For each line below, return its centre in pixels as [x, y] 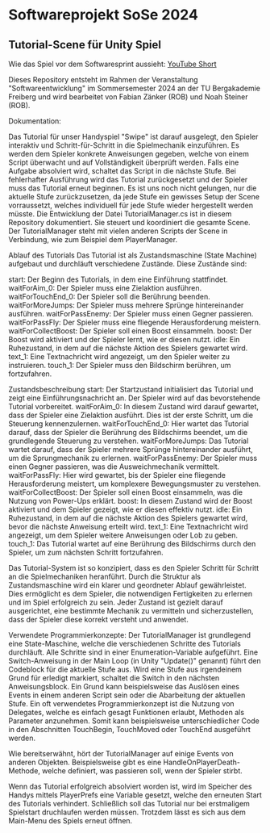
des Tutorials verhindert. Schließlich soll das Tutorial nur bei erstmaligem [129, 804]
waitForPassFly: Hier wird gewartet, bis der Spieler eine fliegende [117, 475]
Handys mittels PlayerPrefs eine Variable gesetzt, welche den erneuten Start [135, 795]
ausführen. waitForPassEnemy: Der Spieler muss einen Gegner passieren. [131, 314]
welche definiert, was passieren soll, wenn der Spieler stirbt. [142, 771]
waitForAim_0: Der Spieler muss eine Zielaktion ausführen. [105, 288]
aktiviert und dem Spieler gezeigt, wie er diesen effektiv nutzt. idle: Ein [125, 509]
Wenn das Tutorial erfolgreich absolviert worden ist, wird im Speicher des [130, 786]
